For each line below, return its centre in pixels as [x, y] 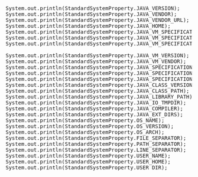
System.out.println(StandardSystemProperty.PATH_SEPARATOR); [96, 144]
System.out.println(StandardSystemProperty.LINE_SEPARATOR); [96, 150]
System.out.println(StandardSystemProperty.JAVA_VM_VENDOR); [96, 61]
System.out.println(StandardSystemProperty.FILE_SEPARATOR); [96, 138]
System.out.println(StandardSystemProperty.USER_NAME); [88, 156]
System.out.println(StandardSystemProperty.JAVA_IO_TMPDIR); [96, 103]
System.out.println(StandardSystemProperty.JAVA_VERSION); [93, 8]
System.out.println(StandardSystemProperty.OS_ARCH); [85, 132]
